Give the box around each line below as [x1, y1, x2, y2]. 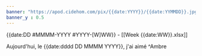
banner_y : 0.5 [6, 14, 44, 20]
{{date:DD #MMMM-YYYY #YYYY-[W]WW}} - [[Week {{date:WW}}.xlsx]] [6, 31, 188, 38]
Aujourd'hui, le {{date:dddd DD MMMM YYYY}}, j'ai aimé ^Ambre [6, 43, 167, 50]
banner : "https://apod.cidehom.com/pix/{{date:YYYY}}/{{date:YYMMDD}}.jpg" [6, 8, 200, 15]
